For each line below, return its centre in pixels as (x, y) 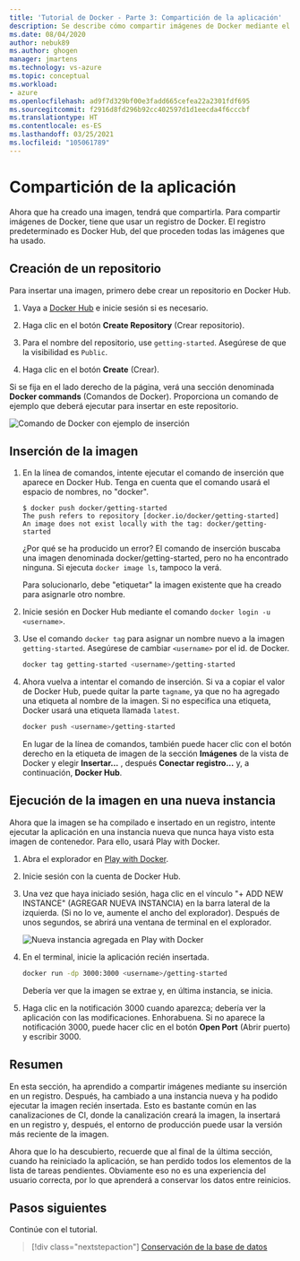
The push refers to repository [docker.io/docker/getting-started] (150, 517)
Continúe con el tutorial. (54, 1230)
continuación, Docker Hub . (72, 773)
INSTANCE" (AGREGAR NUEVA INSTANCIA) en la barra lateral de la (146, 903)
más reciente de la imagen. (59, 1134)
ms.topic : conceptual (50, 76)
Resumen (36, 1065)
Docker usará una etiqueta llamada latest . (101, 710)
